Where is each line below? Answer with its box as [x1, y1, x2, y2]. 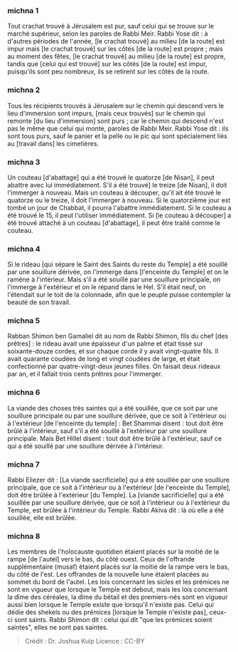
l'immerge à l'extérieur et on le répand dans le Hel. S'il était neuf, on [7, 283, 206, 291]
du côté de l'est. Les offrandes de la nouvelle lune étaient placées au [7, 570, 210, 579]
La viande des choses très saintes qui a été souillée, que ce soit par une [7, 403, 218, 412]
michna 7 [7, 459, 40, 469]
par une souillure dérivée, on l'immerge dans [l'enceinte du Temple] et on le [7, 268, 229, 276]
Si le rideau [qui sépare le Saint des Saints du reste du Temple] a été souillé [7, 260, 228, 269]
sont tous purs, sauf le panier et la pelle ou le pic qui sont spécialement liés [7, 131, 227, 140]
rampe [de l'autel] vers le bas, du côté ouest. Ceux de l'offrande [7, 555, 195, 564]
